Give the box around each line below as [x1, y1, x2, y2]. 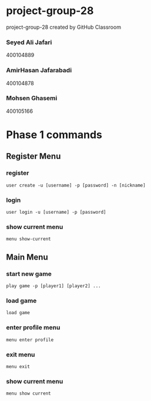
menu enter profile [6, 336, 54, 343]
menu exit [6, 363, 31, 369]
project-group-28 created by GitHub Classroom [6, 23, 122, 31]
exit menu [6, 351, 35, 359]
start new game [6, 269, 52, 278]
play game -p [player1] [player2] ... [6, 283, 101, 289]
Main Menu [6, 252, 48, 262]
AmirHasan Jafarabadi [6, 66, 72, 75]
